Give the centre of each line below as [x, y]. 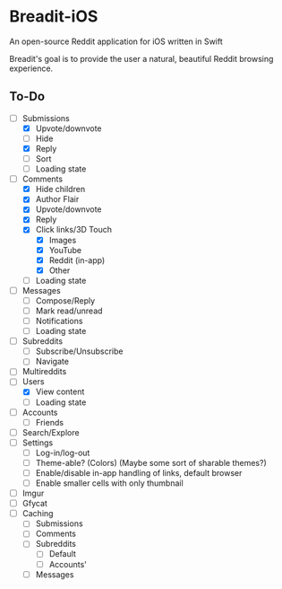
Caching [38, 514]
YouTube [65, 250]
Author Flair [57, 199]
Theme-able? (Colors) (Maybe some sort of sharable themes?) [151, 462]
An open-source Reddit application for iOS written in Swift [116, 41]
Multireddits [44, 372]
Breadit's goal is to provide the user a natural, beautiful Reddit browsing [141, 58]
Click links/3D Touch [73, 230]
